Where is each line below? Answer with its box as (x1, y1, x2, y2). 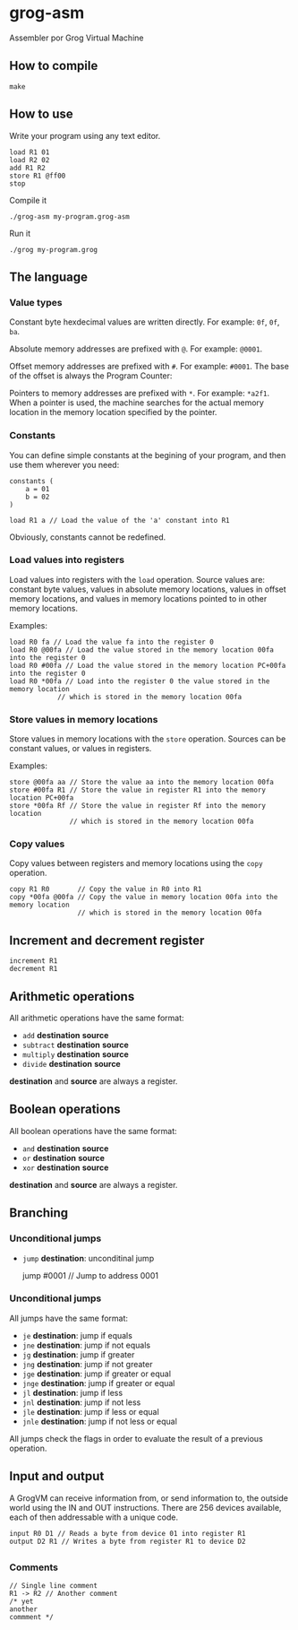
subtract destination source (21, 1039, 130, 1051)
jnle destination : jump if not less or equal (21, 1416, 177, 1426)
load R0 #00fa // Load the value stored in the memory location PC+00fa (9, 661, 286, 670)
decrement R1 (9, 965, 58, 974)
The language (9, 269, 88, 284)
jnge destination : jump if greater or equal (21, 1377, 175, 1388)
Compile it (9, 195, 47, 205)
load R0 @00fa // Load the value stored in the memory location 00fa (9, 645, 275, 655)
